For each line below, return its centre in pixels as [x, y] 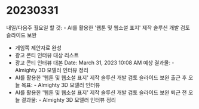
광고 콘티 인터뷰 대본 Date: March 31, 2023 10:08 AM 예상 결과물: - [94, 63]
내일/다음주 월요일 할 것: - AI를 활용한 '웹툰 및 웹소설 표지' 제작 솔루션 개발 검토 [98, 27]
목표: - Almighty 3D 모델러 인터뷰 [61, 85]
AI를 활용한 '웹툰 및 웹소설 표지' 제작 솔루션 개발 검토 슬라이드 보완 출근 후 [101, 77]
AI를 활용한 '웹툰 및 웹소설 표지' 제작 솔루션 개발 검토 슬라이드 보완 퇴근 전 [101, 92]
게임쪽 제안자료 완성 [38, 48]
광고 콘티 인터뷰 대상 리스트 [47, 55]
